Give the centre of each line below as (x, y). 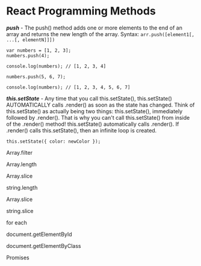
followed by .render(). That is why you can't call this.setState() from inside (98, 117)
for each (17, 222)
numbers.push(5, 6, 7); (36, 76)
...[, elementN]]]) (31, 40)
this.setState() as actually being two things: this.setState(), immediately (94, 111)
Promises (18, 258)
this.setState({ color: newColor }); (54, 141)
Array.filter (20, 152)
